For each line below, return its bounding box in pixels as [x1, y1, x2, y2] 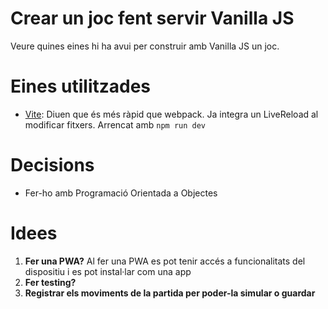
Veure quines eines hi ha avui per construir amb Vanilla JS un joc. [10, 40, 280, 52]
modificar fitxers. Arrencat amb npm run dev [24, 118, 206, 131]
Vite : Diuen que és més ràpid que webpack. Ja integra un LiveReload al [24, 108, 319, 120]
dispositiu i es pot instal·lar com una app [24, 265, 192, 277]
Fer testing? [24, 276, 77, 288]
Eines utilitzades [10, 75, 152, 98]
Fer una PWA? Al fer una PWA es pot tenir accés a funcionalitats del [24, 255, 306, 267]
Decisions [10, 154, 95, 177]
